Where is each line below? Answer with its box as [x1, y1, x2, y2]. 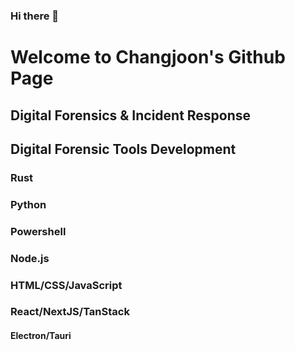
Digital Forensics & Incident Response [10, 107, 252, 124]
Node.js [10, 251, 50, 265]
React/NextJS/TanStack [10, 305, 130, 319]
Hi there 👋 [10, 9, 60, 23]
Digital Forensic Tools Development [10, 140, 237, 158]
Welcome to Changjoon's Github [10, 46, 286, 69]
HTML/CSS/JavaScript [10, 278, 123, 292]
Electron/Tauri [10, 330, 72, 342]
